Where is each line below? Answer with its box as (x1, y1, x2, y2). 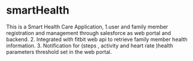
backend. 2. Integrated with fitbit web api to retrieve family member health (6, 36, 188, 43)
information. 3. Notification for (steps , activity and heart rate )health (6, 42, 173, 49)
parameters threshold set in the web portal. (6, 48, 112, 55)
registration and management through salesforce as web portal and (6, 29, 171, 36)
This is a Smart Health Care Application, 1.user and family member (6, 23, 168, 30)
